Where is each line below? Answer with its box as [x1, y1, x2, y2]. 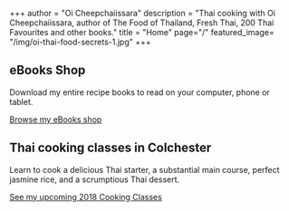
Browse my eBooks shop [9, 113, 102, 125]
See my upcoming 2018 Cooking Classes [9, 191, 163, 202]
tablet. [9, 96, 34, 107]
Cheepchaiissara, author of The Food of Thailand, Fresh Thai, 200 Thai [9, 17, 275, 28]
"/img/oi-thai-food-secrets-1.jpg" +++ [9, 36, 151, 47]
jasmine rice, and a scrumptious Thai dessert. [9, 174, 180, 185]
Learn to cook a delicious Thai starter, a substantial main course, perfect [9, 164, 280, 175]
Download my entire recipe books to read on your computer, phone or [9, 86, 270, 98]
